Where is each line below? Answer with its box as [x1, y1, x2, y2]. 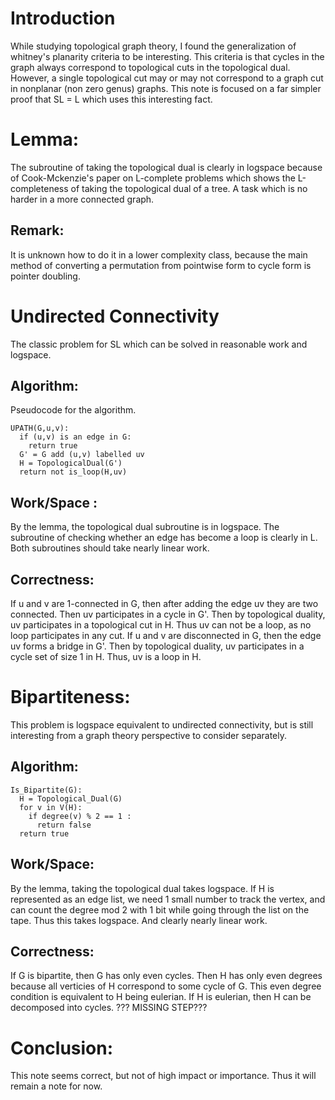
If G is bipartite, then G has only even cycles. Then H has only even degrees [10, 970, 323, 982]
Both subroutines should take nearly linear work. [10, 542, 210, 554]
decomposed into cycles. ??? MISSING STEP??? [10, 1002, 208, 1014]
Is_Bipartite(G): [10, 785, 83, 795]
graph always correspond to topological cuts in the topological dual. [10, 61, 291, 73]
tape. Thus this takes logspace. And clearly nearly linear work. [10, 914, 268, 926]
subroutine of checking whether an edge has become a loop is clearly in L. [10, 532, 318, 544]
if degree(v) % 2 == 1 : [28, 811, 132, 821]
